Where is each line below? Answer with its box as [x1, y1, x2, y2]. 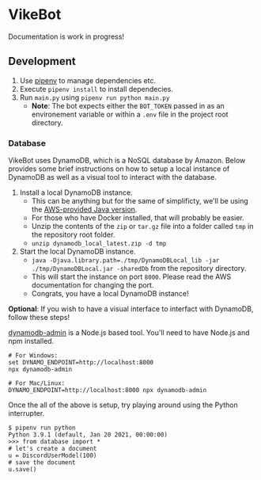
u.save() [8, 466, 37, 474]
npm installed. [8, 337, 55, 346]
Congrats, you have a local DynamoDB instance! [31, 289, 189, 299]
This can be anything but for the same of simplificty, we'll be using [31, 196, 249, 206]
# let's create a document [8, 445, 97, 453]
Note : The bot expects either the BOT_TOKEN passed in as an [31, 101, 225, 110]
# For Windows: [8, 352, 59, 360]
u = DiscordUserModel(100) [8, 451, 97, 460]
